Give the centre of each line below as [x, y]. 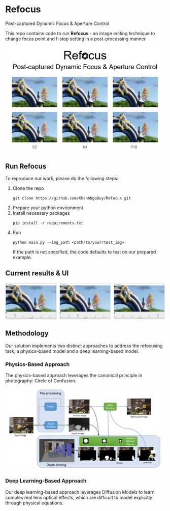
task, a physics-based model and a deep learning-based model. [72, 351]
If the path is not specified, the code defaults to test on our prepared [84, 252]
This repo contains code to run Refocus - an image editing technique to [80, 33]
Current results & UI [37, 273]
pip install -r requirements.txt [48, 223]
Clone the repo [28, 188]
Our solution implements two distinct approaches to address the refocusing [84, 346]
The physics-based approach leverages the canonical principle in [74, 376]
